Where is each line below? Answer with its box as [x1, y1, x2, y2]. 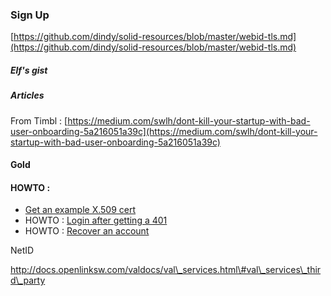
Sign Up [10, 8, 50, 22]
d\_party [10, 274, 46, 287]
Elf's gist [10, 64, 48, 76]
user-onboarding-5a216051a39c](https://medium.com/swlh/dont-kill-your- [10, 125, 318, 137]
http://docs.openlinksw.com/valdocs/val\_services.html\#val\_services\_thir [10, 264, 322, 276]
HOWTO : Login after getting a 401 [24, 214, 168, 227]
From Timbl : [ [10, 114, 68, 127]
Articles [10, 89, 45, 102]
